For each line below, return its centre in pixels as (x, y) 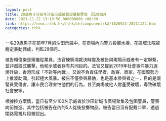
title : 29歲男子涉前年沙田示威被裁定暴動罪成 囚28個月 (56, 14)
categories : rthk (23, 28)
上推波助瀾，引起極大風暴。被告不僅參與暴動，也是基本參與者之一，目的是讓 (83, 78)
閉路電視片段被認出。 (27, 114)
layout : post (19, 10)
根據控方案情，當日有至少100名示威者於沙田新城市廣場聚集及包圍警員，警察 (82, 101)
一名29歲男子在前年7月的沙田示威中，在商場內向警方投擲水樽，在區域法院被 (83, 43)
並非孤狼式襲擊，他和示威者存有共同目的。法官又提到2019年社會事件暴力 (79, 66)
